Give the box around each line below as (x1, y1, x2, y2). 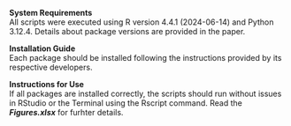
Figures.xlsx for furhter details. (9, 107, 124, 117)
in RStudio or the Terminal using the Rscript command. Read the (9, 98, 243, 108)
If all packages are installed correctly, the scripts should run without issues (9, 88, 282, 99)
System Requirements (9, 8, 93, 18)
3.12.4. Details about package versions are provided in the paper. (9, 26, 246, 36)
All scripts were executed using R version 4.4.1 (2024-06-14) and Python (9, 17, 274, 27)
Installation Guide (9, 43, 76, 54)
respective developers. (9, 62, 93, 72)
